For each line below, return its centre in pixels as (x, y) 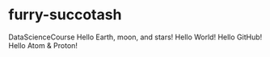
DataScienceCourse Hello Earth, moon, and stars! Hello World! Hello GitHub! (135, 37)
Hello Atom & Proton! (43, 45)
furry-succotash (65, 15)
